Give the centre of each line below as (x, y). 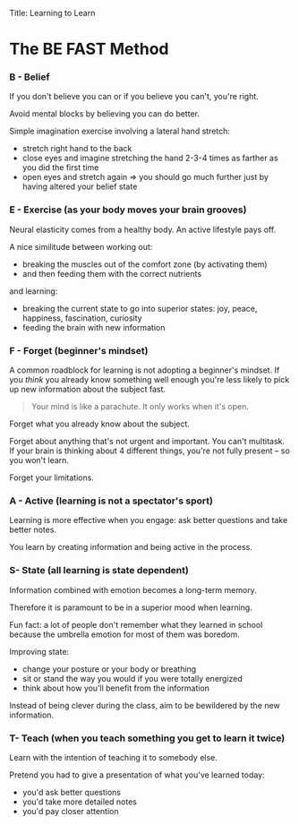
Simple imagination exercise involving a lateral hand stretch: (120, 131)
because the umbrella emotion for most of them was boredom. (124, 634)
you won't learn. (39, 460)
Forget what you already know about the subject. (100, 424)
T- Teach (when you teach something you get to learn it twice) (147, 738)
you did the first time (60, 168)
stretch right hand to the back (77, 149)
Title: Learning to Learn (52, 13)
